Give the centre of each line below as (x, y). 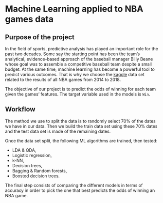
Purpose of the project (40, 37)
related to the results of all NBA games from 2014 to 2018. (63, 79)
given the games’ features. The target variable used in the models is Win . (78, 94)
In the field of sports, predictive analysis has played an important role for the (81, 49)
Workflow (20, 109)
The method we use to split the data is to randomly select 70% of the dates (80, 121)
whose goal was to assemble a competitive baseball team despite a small (79, 64)
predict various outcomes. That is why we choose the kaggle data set (75, 74)
